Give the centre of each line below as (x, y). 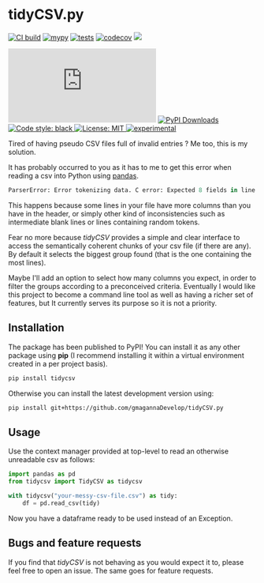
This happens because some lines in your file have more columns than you (129, 205)
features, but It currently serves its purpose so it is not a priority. (113, 303)
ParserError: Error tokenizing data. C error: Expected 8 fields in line (132, 190)
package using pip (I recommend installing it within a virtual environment (126, 355)
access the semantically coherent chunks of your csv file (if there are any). (130, 246)
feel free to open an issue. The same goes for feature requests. (111, 570)
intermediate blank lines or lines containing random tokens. (104, 222)
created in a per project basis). (58, 363)
